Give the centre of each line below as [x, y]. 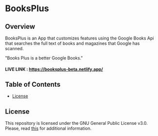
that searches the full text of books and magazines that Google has [72, 43]
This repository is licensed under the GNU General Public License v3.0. [76, 123]
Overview [20, 27]
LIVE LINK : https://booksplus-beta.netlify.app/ [54, 69]
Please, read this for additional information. [48, 128]
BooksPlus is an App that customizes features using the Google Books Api [79, 38]
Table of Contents [33, 84]
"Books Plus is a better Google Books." [44, 58]
